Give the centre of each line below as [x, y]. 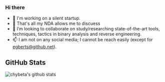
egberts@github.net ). [34, 47]
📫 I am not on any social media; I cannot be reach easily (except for [83, 40]
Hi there [15, 7]
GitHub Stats [25, 62]
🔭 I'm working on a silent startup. [46, 18]
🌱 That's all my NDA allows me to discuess [56, 23]
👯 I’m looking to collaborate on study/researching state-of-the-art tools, [86, 29]
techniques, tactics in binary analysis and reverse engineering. [77, 34]
